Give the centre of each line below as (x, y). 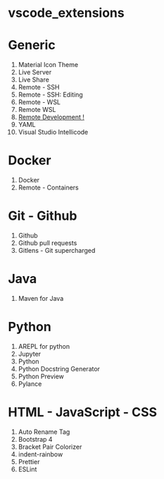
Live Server (35, 73)
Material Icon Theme (48, 65)
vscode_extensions (67, 13)
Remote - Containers (49, 187)
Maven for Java (41, 298)
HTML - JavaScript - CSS (83, 412)
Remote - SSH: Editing (50, 95)
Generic (32, 45)
